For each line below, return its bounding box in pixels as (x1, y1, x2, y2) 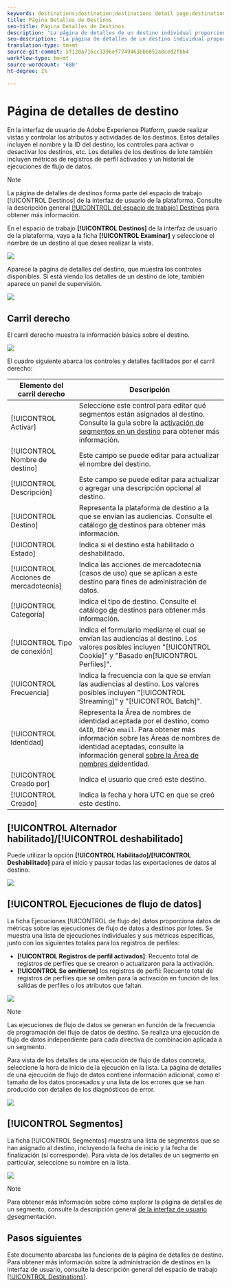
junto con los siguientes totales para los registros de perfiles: (7, 938, 180, 947)
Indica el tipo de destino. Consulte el (78, 597, 197, 606)
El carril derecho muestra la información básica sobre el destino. (7, 331, 190, 339)
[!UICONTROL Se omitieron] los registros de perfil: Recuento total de (16, 967, 214, 975)
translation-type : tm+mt (7, 42, 78, 49)
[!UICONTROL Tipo (10, 638, 72, 648)
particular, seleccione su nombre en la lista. (7, 1158, 131, 1166)
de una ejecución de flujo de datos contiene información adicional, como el (7, 1070, 220, 1079)
